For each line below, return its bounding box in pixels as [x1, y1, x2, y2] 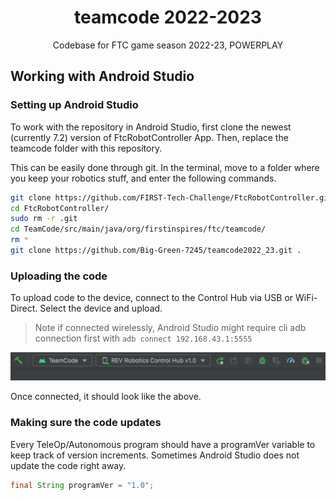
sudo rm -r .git [10, 214, 78, 224]
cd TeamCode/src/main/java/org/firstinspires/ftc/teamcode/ [10, 224, 267, 235]
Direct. [10, 302, 38, 315]
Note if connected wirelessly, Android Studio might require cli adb [34, 322, 307, 334]
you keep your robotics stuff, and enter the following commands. [10, 172, 277, 184]
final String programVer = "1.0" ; [10, 480, 155, 490]
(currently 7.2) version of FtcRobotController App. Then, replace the [10, 131, 289, 143]
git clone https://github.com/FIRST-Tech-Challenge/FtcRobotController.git [10, 192, 333, 203]
